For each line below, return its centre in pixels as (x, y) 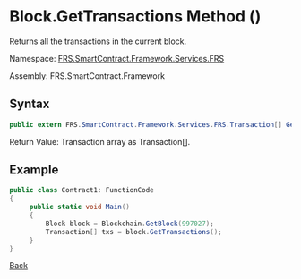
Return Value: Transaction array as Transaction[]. (100, 141)
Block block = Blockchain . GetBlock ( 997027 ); (130, 224)
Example (34, 170)
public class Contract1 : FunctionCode (82, 190)
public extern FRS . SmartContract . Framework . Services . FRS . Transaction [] (146, 124)
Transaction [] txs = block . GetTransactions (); (133, 232)
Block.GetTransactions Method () (135, 17)
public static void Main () (79, 207)
